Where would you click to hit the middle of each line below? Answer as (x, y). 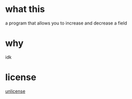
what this (25, 9)
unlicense (15, 91)
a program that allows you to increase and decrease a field (66, 23)
